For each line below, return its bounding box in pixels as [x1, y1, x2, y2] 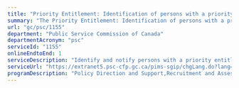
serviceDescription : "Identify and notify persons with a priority [7, 57, 212, 64]
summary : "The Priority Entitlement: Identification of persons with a [7, 17, 224, 24]
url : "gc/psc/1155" [7, 23, 65, 31]
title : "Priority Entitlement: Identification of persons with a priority [7, 10, 234, 18]
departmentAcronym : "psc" [7, 37, 84, 44]
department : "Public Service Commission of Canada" [7, 30, 164, 38]
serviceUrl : [7, 63, 43, 70]
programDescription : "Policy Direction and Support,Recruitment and [7, 70, 215, 77]
